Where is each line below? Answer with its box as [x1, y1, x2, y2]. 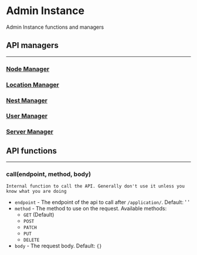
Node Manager [6, 64, 50, 73]
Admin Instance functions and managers [6, 23, 104, 30]
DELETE [23, 237, 40, 243]
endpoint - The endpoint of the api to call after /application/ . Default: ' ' [14, 199, 189, 206]
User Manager [6, 112, 48, 120]
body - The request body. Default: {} [14, 242, 102, 250]
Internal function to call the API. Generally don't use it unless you [6, 183, 185, 189]
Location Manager [6, 80, 60, 89]
